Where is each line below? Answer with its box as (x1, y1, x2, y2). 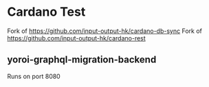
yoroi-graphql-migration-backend (7, 54, 157, 66)
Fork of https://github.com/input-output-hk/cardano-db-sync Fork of (7, 27, 203, 35)
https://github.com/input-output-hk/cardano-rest (7, 34, 146, 42)
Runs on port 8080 (7, 72, 60, 80)
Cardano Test (7, 4, 86, 20)
